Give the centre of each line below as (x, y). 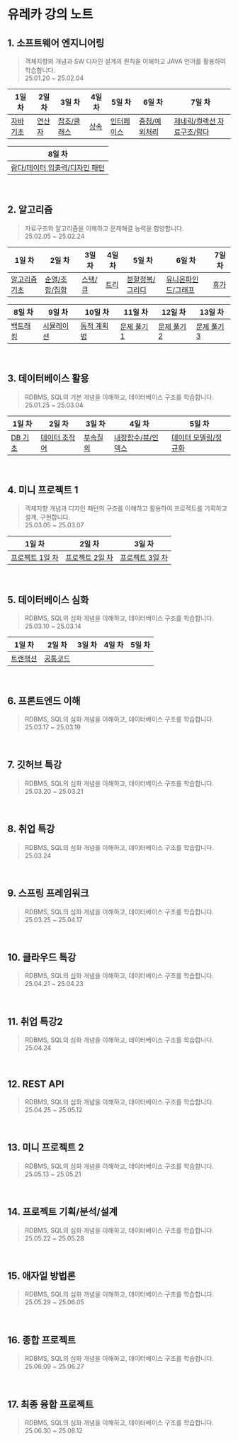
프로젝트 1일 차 (35, 558)
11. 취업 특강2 (35, 1021)
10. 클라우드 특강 (42, 957)
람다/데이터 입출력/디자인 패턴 (58, 168)
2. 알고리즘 (30, 210)
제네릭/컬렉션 (195, 121)
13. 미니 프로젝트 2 (46, 1148)
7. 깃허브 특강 (35, 765)
